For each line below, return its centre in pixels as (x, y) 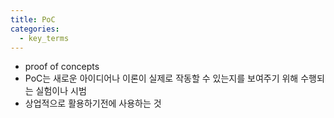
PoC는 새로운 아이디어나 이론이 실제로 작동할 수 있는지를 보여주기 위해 (161, 78)
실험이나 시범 (61, 91)
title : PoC (33, 19)
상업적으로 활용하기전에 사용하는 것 (93, 103)
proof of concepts (62, 67)
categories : (35, 29)
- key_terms (44, 38)
